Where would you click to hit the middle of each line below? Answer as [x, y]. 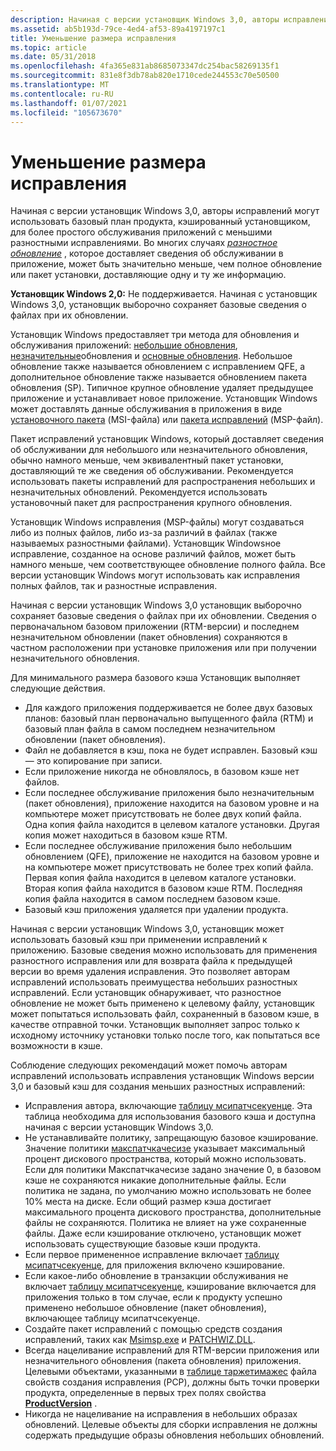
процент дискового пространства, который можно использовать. [165, 1159]
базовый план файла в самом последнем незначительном [150, 729]
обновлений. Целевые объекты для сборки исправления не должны [171, 1425]
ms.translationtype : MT [60, 85]
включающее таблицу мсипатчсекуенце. [112, 1318]
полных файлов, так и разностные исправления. [114, 586]
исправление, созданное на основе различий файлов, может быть [153, 554]
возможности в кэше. [56, 1046]
